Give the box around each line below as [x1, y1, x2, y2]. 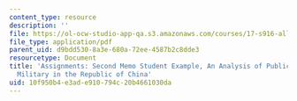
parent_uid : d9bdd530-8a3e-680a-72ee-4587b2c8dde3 [9, 46, 200, 54]
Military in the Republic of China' [17, 70, 152, 79]
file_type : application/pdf [9, 37, 113, 47]
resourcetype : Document [9, 54, 97, 62]
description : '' [9, 21, 69, 30]
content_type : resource [9, 12, 97, 22]
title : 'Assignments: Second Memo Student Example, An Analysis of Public [9, 62, 291, 71]
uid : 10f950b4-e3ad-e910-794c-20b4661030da [9, 78, 172, 87]
